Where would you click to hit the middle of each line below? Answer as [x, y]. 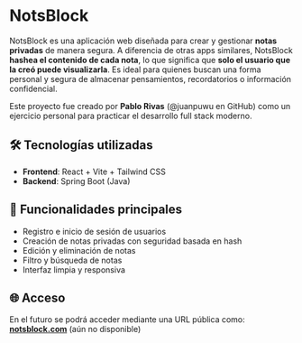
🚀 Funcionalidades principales [96, 210]
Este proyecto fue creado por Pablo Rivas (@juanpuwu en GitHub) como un [150, 106]
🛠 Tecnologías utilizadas [81, 145]
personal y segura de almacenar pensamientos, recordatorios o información [150, 79]
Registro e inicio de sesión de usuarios [94, 231]
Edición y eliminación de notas [79, 250]
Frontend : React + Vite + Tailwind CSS [94, 171]
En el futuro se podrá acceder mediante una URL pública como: [127, 320]
